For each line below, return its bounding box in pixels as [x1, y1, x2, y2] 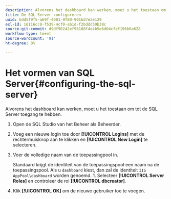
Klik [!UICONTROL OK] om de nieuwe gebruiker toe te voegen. [12, 187, 145, 194]
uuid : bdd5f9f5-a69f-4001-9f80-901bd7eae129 [5, 17, 102, 22]
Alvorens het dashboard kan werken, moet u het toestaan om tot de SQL [5, 106, 158, 112]
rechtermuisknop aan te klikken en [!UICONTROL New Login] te [12, 136, 148, 142]
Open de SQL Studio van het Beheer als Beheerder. [12, 121, 121, 127]
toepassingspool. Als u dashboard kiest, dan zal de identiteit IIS [12, 167, 146, 173]
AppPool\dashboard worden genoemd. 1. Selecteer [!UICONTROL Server [12, 172, 164, 179]
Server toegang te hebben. [5, 111, 62, 117]
